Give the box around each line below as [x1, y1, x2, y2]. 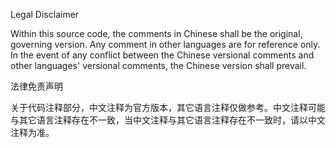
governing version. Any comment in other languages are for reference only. [10, 39, 321, 50]
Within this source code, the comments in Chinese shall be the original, [10, 28, 303, 39]
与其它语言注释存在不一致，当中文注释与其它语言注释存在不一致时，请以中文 [10, 114, 326, 126]
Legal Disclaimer [10, 9, 80, 20]
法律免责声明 [10, 80, 63, 92]
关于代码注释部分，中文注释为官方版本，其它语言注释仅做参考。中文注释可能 [10, 102, 326, 113]
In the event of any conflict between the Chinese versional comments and [10, 49, 315, 61]
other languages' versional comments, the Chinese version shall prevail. [10, 60, 307, 71]
